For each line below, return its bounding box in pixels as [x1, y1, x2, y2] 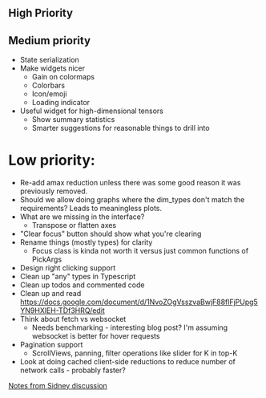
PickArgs [31, 254, 62, 264]
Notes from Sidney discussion [8, 381, 108, 391]
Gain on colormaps [31, 72, 95, 82]
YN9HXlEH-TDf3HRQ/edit [19, 306, 106, 315]
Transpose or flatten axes [31, 221, 117, 230]
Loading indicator [31, 98, 91, 108]
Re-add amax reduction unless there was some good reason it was [19, 178, 241, 188]
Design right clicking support [19, 263, 116, 273]
